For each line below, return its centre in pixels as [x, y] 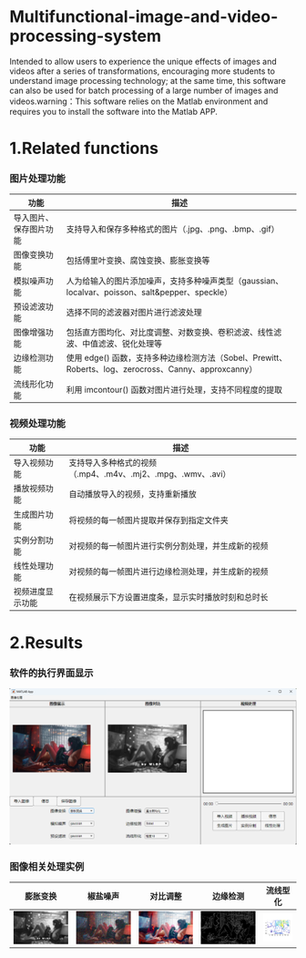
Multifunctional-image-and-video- [144, 17]
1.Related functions [84, 149]
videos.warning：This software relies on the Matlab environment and [139, 101]
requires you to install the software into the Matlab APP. [114, 111]
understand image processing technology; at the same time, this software [148, 80]
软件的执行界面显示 [51, 674]
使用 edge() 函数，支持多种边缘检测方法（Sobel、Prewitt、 [177, 358]
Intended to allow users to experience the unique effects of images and [143, 61]
